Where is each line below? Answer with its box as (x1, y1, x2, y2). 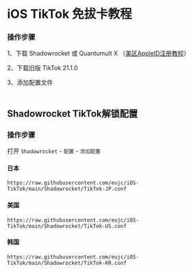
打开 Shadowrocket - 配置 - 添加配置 (7, 147, 101, 155)
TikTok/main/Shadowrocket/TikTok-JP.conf (7, 186, 127, 193)
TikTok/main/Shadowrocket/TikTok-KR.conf (7, 259, 127, 266)
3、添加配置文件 (7, 78, 53, 86)
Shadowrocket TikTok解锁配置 (7, 108, 138, 119)
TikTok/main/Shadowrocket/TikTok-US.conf (7, 222, 127, 230)
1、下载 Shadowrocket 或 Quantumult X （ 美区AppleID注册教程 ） (7, 49, 190, 58)
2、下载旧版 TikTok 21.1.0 (7, 64, 79, 72)
